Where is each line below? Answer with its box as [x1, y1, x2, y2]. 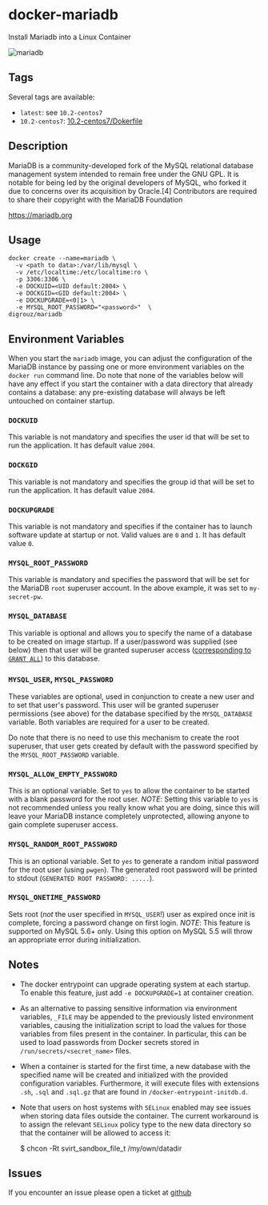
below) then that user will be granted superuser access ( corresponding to [8, 645, 252, 654]
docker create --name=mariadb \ [8, 255, 116, 263]
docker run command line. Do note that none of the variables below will [8, 371, 244, 380]
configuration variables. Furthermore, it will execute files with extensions [19, 1078, 260, 1088]
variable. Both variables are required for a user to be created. [8, 717, 210, 726]
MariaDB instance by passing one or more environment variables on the [8, 362, 245, 372]
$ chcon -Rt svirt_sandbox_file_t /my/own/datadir [19, 1143, 182, 1153]
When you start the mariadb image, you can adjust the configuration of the [8, 354, 253, 364]
